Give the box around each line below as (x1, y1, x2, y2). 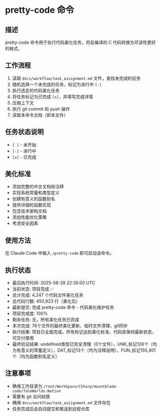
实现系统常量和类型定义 (12, 190, 60, 196)
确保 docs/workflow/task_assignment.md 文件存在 (12, 399, 111, 405)
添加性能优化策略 (12, 214, 47, 220)
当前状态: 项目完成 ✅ (12, 286, 54, 292)
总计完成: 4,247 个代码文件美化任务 (12, 292, 84, 298)
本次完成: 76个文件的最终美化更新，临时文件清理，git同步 (12, 323, 128, 329)
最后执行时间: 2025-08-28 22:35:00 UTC (12, 280, 95, 286)
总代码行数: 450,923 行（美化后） (12, 298, 81, 304)
